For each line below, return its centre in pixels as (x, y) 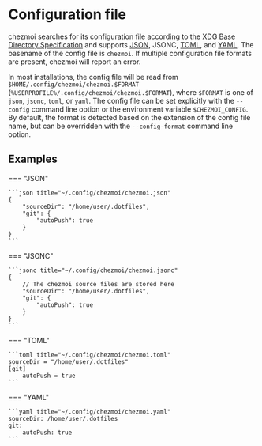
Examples (33, 159)
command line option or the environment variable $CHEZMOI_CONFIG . (140, 109)
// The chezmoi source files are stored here (99, 284)
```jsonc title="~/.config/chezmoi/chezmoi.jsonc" (93, 270)
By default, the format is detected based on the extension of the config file (129, 117)
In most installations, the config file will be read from (94, 77)
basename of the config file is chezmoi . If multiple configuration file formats (130, 53)
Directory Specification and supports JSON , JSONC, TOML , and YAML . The (131, 44)
